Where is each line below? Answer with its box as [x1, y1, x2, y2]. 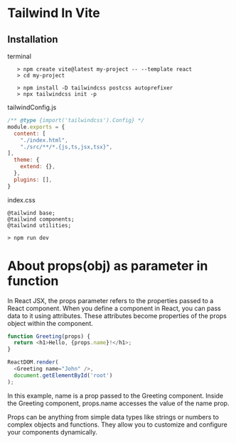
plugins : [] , [14, 176, 53, 183]
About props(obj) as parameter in [7, 258, 208, 274]
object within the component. [7, 319, 94, 327]
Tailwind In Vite [7, 5, 101, 21]
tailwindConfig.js [7, 103, 57, 111]
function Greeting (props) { [7, 332, 91, 340]
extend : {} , [20, 163, 55, 170]
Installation [7, 33, 58, 45]
